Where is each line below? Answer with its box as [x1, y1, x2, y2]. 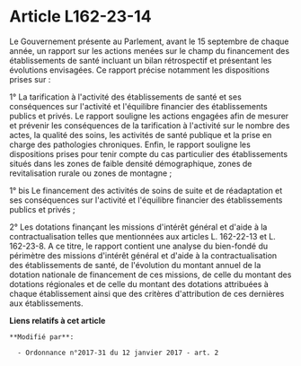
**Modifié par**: [9, 332, 75, 342]
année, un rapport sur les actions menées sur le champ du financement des [9, 45, 290, 56]
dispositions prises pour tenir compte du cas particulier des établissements [9, 148, 288, 159]
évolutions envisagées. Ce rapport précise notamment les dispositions [9, 65, 270, 75]
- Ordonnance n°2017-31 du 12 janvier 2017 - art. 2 [17, 348, 219, 357]
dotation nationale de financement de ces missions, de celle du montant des [9, 269, 292, 280]
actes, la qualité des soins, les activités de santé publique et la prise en [9, 129, 272, 140]
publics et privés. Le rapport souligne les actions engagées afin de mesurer [9, 110, 289, 121]
